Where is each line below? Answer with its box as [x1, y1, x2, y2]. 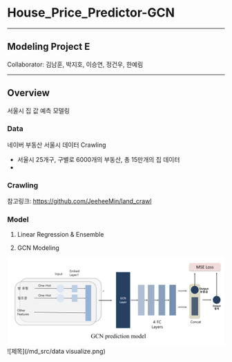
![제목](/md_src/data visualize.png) [7, 347, 106, 356]
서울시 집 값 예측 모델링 [7, 106, 70, 115]
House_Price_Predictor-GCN [7, 5, 175, 21]
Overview [7, 87, 50, 99]
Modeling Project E [7, 41, 90, 53]
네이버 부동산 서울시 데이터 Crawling [7, 141, 106, 149]
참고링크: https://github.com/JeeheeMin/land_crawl [7, 197, 152, 206]
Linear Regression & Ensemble [17, 230, 104, 239]
